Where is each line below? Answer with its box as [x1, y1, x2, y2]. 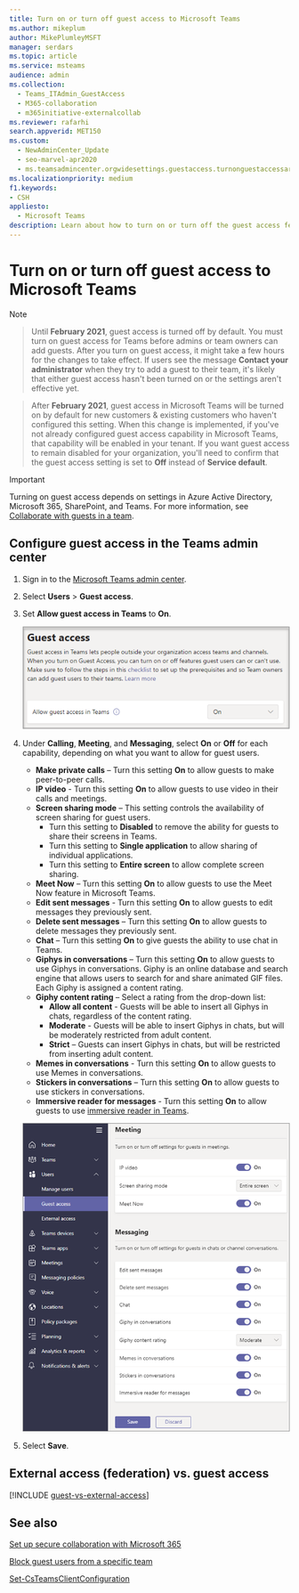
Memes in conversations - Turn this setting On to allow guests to [35, 1058, 276, 1069]
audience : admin [9, 71, 69, 80]
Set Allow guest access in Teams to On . [21, 608, 172, 619]
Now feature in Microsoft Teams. [35, 887, 156, 898]
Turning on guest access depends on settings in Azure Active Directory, [9, 491, 273, 502]
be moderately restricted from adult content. [48, 1029, 212, 1040]
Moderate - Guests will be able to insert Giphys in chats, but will [48, 1020, 285, 1030]
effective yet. [30, 383, 80, 394]
